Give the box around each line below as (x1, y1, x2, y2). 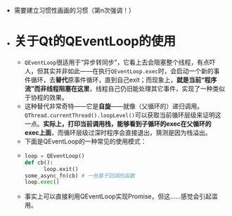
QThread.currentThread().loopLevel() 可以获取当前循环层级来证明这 (24, 110, 221, 119)
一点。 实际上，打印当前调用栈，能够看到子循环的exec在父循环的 (24, 119, 212, 128)
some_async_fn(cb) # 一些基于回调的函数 (24, 172, 135, 179)
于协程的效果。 (24, 93, 68, 101)
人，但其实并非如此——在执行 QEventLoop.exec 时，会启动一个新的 (24, 66, 214, 75)
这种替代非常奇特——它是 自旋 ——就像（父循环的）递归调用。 (24, 101, 204, 110)
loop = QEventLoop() (24, 152, 85, 160)
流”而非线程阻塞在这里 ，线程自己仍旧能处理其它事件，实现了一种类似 (24, 84, 226, 93)
